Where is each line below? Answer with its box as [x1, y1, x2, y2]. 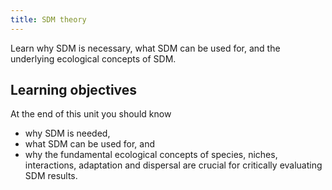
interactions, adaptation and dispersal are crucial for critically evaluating [24, 159, 323, 171]
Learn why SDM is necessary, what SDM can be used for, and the [10, 42, 281, 54]
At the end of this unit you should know [10, 108, 172, 120]
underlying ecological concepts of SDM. [10, 52, 177, 65]
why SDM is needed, [24, 127, 111, 140]
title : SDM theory [10, 14, 87, 25]
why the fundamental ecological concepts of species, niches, [24, 149, 278, 161]
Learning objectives [10, 82, 138, 99]
